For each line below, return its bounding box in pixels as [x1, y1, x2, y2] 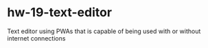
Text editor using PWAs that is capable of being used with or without [7, 27, 201, 35]
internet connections [7, 34, 66, 42]
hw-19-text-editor [7, 5, 112, 20]
